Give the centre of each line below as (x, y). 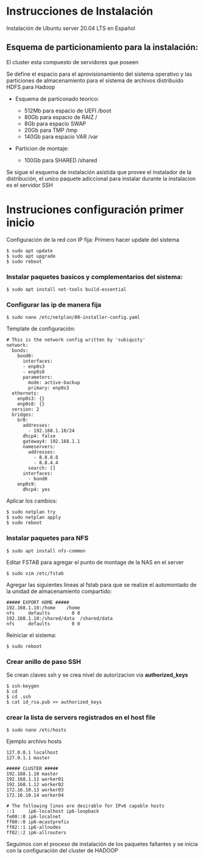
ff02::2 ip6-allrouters (37, 833)
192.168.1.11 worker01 (35, 779)
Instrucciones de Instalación (80, 11)
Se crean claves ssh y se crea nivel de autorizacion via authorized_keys (97, 675)
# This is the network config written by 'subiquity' (76, 340)
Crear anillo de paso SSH (44, 661)
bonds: (20, 351)
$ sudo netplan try (31, 512)
